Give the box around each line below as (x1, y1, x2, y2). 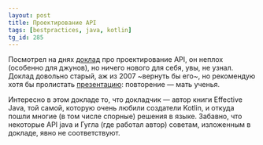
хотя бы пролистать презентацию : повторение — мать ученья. (8, 80, 220, 89)
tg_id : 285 (8, 33, 44, 42)
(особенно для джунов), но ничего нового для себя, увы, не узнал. (8, 63, 234, 73)
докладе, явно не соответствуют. (8, 129, 120, 138)
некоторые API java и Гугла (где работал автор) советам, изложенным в (8, 120, 251, 129)
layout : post (8, 11, 51, 20)
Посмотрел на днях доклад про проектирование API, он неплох (8, 55, 224, 64)
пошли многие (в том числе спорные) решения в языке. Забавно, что (8, 111, 243, 121)
